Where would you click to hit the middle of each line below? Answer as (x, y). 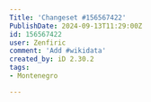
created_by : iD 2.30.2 (52, 59)
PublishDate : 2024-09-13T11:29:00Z (76, 26)
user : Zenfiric (38, 42)
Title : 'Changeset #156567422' (68, 17)
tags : (19, 68)
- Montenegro (34, 76)
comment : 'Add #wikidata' (58, 51)
